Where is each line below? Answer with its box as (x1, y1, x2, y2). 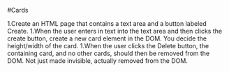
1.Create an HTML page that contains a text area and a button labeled (7, 20, 207, 27)
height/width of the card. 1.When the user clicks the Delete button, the (7, 42, 209, 50)
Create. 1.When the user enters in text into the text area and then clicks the (7, 27, 222, 35)
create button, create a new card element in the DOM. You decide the (7, 34, 207, 43)
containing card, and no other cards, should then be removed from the (7, 49, 210, 57)
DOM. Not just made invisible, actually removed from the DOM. (7, 57, 189, 65)
